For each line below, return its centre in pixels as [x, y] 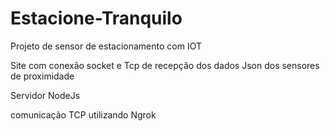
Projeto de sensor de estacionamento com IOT [106, 46]
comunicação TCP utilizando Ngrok [83, 114]
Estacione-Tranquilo [96, 18]
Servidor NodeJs [45, 95]
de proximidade [42, 76]
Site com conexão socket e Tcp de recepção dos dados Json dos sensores [165, 65]
